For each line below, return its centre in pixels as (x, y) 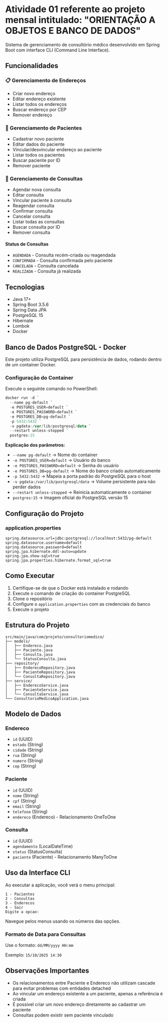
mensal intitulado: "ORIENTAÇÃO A (80, 20)
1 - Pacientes (20, 894)
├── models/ (18, 641)
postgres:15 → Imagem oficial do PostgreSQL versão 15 (70, 498)
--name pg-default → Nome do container (55, 455)
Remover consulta (31, 232)
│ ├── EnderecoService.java (37, 685)
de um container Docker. (31, 365)
